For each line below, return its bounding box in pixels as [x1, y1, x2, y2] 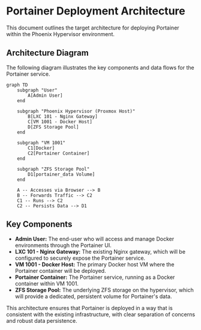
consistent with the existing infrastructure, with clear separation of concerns [6, 311, 196, 318]
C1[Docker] [28, 145, 55, 151]
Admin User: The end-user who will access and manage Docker [14, 235, 175, 242]
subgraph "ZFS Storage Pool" [17, 166, 90, 172]
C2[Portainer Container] [28, 150, 90, 156]
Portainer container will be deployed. [14, 267, 106, 274]
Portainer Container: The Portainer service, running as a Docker [14, 273, 175, 281]
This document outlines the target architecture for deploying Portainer [6, 24, 179, 31]
